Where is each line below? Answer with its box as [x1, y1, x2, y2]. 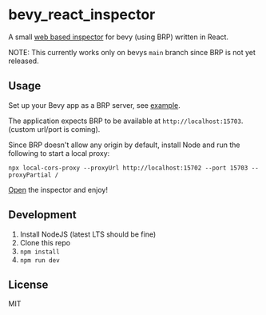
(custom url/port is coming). [8, 124, 101, 134]
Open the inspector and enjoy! [8, 185, 108, 194]
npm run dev [19, 256, 60, 265]
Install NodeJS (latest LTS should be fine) [19, 229, 157, 239]
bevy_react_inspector [8, 6, 156, 24]
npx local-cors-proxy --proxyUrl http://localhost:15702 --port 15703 [8, 164, 248, 172]
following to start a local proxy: [8, 148, 110, 157]
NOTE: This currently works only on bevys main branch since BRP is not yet [8, 47, 256, 57]
